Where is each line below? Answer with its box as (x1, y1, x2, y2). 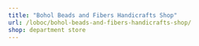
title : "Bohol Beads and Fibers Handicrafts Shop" (8, 11, 178, 19)
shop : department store (8, 26, 87, 34)
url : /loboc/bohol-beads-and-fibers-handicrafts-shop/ (8, 19, 192, 27)
